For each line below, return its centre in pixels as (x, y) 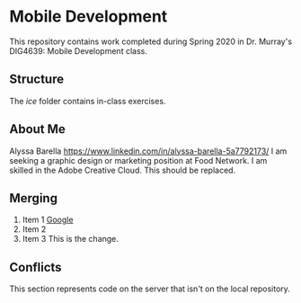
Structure (37, 80)
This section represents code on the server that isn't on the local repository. (150, 289)
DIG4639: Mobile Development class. (79, 50)
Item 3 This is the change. (71, 239)
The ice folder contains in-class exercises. (88, 101)
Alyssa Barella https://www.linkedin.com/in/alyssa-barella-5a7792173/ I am (148, 151)
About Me (37, 129)
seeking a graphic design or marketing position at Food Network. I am (138, 160)
